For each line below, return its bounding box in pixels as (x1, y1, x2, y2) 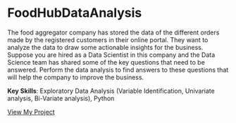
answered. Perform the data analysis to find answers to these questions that (7, 65, 229, 74)
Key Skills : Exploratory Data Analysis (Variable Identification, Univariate (7, 86, 215, 95)
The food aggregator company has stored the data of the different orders (7, 28, 220, 37)
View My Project (7, 108, 55, 116)
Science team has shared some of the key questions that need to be (7, 58, 206, 66)
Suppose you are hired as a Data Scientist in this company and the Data (7, 51, 216, 59)
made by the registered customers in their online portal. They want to (7, 35, 209, 44)
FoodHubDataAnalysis (7, 5, 142, 21)
